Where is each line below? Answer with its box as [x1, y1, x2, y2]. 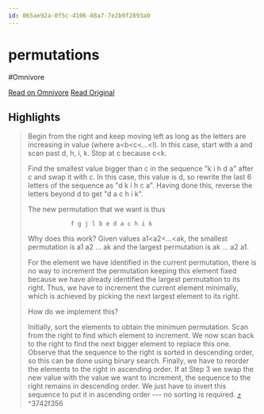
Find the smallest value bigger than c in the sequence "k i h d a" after [27, 164, 254, 173]
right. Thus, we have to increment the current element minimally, [27, 283, 239, 292]
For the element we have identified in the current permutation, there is [27, 257, 257, 267]
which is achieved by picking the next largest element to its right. [27, 292, 240, 301]
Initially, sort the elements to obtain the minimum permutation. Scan [27, 323, 249, 332]
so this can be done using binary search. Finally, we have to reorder [27, 356, 250, 366]
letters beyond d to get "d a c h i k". [27, 189, 144, 199]
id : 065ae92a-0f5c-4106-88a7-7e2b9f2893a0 [8, 11, 151, 20]
